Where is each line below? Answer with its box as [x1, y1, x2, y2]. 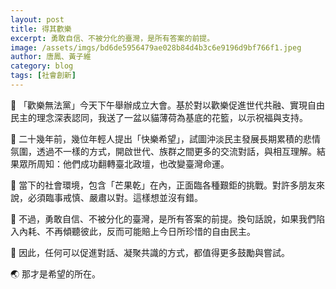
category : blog [10, 61, 74, 71]
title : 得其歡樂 [10, 24, 72, 34]
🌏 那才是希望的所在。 [10, 267, 102, 280]
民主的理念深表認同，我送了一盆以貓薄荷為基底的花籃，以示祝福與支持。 [10, 111, 308, 123]
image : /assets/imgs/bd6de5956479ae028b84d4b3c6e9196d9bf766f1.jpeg [10, 42, 302, 53]
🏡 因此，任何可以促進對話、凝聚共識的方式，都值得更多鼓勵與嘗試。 [10, 246, 291, 258]
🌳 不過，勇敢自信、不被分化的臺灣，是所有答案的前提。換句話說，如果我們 [10, 212, 317, 225]
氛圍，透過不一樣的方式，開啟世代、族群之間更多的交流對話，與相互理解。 [10, 145, 317, 157]
